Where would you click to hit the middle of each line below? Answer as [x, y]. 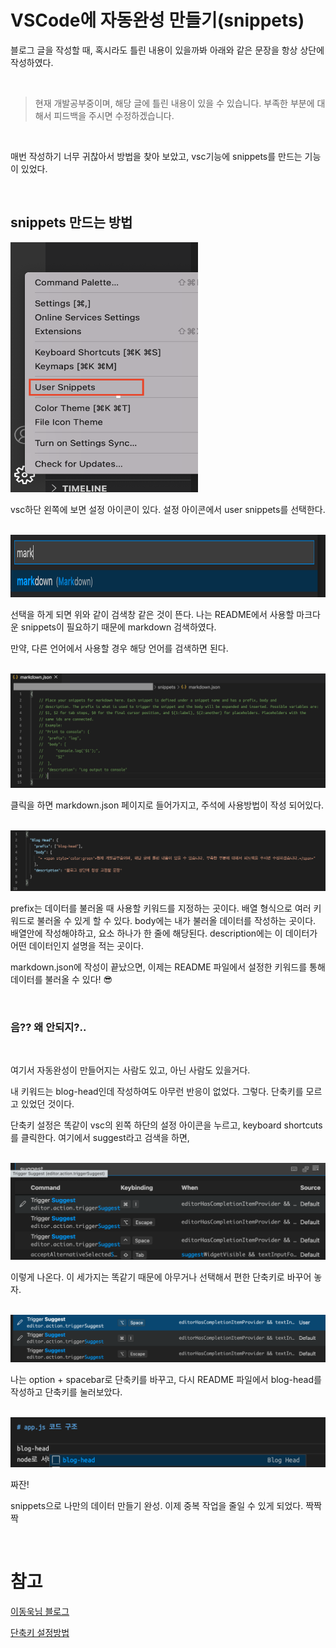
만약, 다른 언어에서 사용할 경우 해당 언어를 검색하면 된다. [119, 648]
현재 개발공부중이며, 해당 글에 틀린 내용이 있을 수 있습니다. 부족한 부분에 [174, 103]
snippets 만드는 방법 [71, 222]
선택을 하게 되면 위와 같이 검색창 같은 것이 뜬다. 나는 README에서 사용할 [152, 614]
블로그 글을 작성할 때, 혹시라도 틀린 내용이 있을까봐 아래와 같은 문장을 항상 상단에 [167, 50]
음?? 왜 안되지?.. [48, 1027]
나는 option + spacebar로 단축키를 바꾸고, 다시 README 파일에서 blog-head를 [166, 1380]
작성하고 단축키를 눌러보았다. [66, 1392]
